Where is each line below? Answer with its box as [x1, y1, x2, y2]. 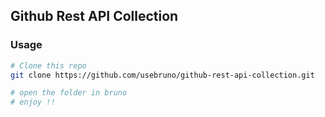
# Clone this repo [10, 60, 87, 71]
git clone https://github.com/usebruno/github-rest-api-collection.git [10, 70, 315, 80]
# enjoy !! [10, 97, 56, 108]
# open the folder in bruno [10, 88, 128, 98]
